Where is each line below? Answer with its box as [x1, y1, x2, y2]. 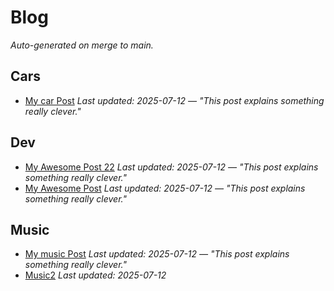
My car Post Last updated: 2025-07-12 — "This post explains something [24, 94, 325, 106]
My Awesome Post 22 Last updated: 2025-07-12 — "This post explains [24, 161, 319, 173]
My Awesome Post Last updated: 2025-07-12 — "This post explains [24, 182, 306, 194]
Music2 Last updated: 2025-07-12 [24, 269, 167, 281]
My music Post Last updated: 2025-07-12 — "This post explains [24, 248, 290, 260]
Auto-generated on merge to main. [10, 39, 154, 51]
